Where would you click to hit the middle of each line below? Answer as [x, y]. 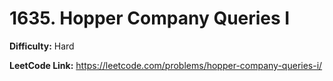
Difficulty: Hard [42, 46]
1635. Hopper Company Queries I [150, 18]
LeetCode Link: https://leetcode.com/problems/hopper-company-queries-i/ [166, 65]
